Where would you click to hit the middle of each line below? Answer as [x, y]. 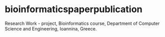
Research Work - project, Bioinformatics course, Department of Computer [82, 23]
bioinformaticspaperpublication [74, 9]
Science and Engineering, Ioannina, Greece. [51, 28]
